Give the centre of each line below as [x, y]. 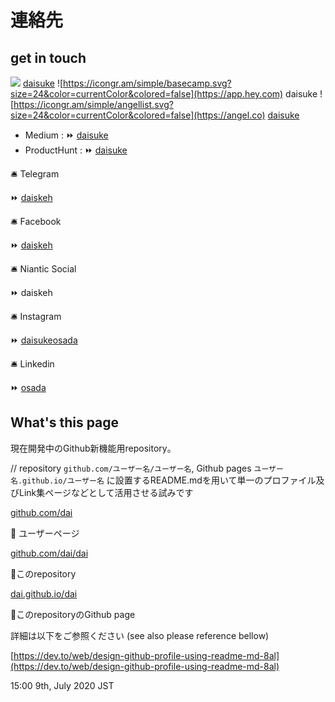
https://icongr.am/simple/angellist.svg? [93, 104]
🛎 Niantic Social [43, 269]
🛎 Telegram [35, 174]
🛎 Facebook [36, 221]
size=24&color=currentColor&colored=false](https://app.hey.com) [147, 94]
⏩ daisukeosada [44, 340]
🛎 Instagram [36, 316]
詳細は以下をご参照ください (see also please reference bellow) [140, 635]
